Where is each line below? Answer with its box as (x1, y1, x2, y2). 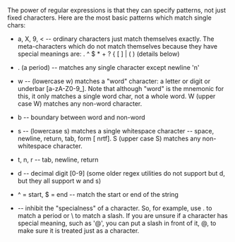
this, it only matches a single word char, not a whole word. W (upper (17, 92, 216, 100)
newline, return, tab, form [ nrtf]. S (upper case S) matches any (17, 134, 201, 143)
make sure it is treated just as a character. (17, 226, 140, 235)
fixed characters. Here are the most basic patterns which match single (7, 13, 212, 22)
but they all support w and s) (17, 176, 102, 185)
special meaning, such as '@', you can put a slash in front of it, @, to (17, 219, 217, 227)
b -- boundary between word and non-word (17, 113, 145, 121)
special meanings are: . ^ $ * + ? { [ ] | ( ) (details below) (17, 49, 180, 58)
